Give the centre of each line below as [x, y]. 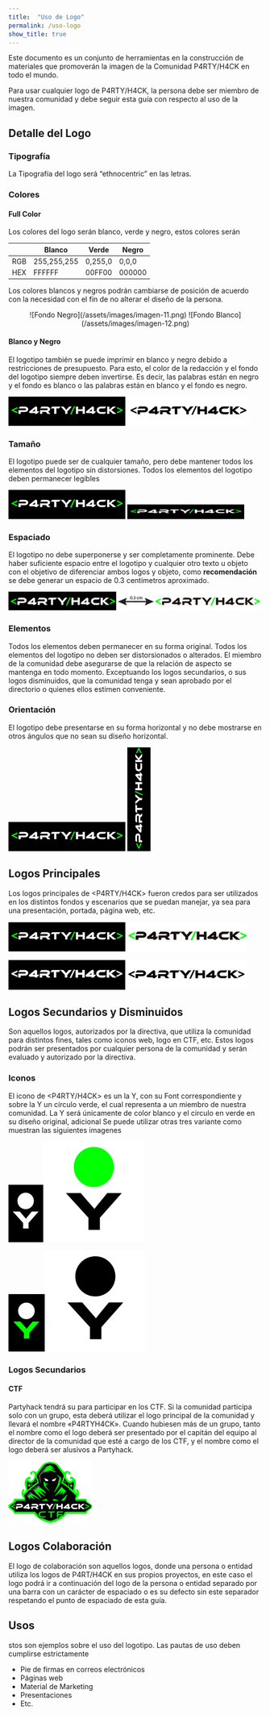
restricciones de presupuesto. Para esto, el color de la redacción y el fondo [133, 368]
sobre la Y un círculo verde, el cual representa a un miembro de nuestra [127, 1104]
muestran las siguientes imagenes [65, 1130]
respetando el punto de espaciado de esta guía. [88, 1600]
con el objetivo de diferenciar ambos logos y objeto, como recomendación [133, 572]
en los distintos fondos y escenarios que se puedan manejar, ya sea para [130, 901]
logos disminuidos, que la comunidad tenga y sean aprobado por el [120, 681]
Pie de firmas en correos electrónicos [82, 1669]
